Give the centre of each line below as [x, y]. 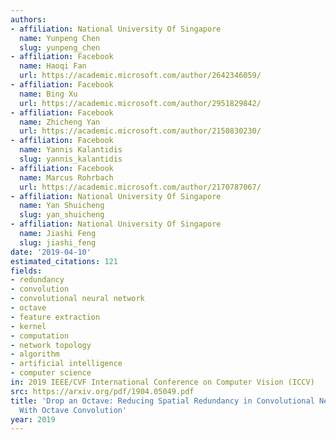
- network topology [51, 345]
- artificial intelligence [66, 364]
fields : [26, 271]
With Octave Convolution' [73, 410]
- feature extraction [55, 317]
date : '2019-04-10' [51, 252]
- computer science [51, 373]
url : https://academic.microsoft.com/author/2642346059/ [140, 76]
